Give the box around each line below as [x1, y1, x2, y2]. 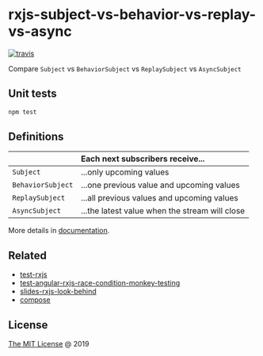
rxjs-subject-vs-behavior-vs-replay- [8, 6, 256, 24]
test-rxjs [19, 270, 48, 279]
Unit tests [8, 87, 57, 101]
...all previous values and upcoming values [80, 193, 239, 204]
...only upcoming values [80, 167, 170, 178]
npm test [8, 108, 37, 116]
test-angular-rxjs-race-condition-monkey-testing [19, 278, 181, 288]
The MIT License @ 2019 [8, 339, 90, 349]
